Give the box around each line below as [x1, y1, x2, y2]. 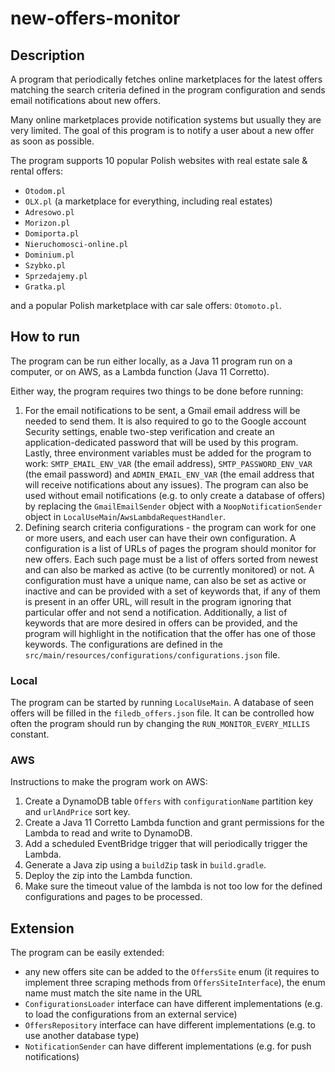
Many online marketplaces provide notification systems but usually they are [10, 114, 322, 126]
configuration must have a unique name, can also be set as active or [24, 574, 307, 586]
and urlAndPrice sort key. [24, 806, 131, 818]
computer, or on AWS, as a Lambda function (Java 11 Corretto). [10, 365, 270, 377]
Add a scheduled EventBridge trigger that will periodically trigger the [24, 838, 308, 850]
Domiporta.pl [24, 229, 80, 239]
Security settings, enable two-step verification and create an [24, 425, 275, 437]
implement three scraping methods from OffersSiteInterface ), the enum [24, 977, 326, 989]
